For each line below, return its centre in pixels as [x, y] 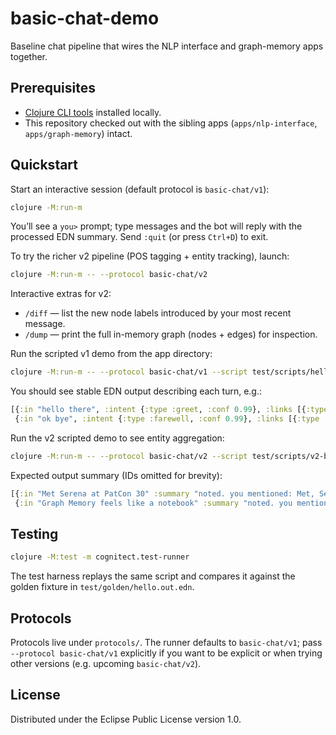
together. [29, 56]
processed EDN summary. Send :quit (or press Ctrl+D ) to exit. [139, 237]
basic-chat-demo [85, 18]
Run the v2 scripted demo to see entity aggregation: [117, 438]
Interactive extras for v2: [61, 294]
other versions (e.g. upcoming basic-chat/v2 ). [106, 664]
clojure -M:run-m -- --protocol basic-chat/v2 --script [129, 456]
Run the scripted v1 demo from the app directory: [111, 354]
